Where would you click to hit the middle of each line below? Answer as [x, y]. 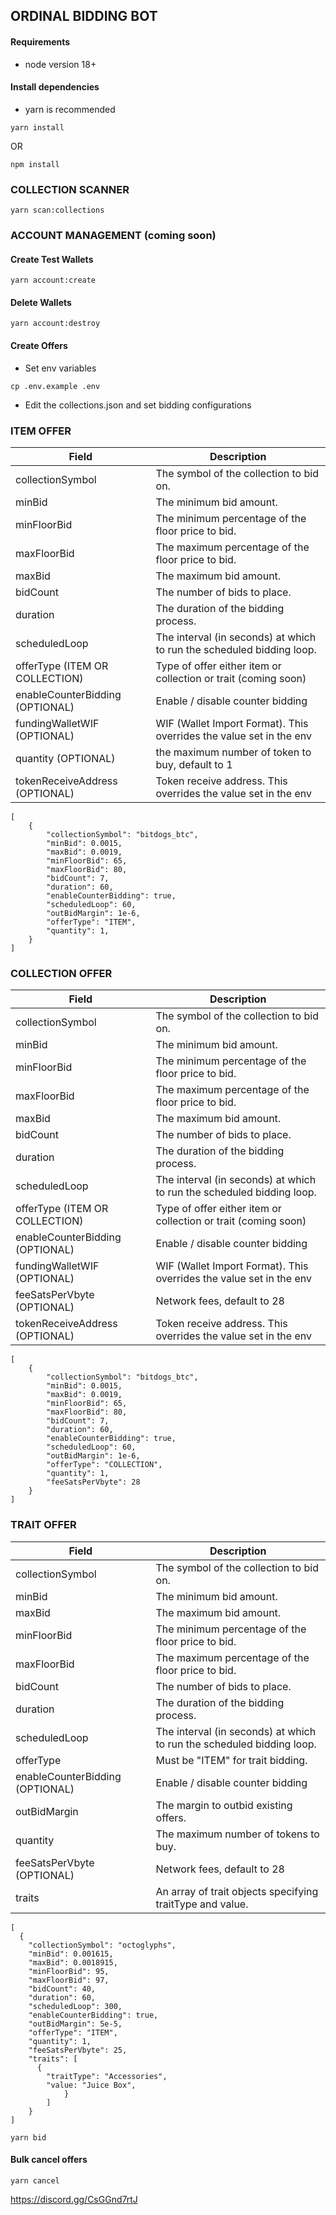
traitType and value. [202, 1904]
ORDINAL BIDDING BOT [84, 16]
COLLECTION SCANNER [70, 189]
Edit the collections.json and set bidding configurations [138, 405]
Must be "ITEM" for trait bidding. [231, 1760]
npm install [35, 164]
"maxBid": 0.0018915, [73, 1962]
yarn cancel [35, 2180]
